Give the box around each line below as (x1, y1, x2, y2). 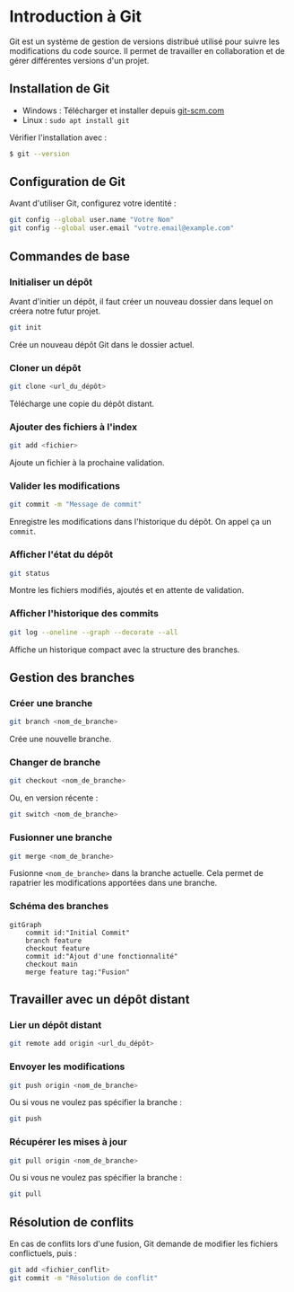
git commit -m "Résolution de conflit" (9, 1274, 159, 1283)
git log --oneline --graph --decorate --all (9, 627, 178, 637)
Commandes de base (9, 249, 131, 264)
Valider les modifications (9, 480, 121, 492)
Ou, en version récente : (9, 792, 99, 803)
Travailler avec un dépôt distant (9, 992, 190, 1007)
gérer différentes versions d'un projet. (9, 55, 150, 66)
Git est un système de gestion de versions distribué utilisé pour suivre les (9, 36, 281, 47)
